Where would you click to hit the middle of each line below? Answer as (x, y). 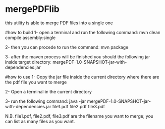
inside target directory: (28, 62)
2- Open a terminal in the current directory (49, 91)
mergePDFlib (32, 9)
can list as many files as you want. (40, 121)
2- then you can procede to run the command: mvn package (67, 47)
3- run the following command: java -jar (46, 101)
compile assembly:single (30, 38)
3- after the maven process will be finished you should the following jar (78, 57)
